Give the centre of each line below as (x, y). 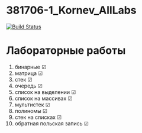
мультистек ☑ (32, 105)
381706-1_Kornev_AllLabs (72, 10)
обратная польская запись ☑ (51, 123)
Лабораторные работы (66, 51)
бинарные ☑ (30, 67)
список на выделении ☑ (45, 92)
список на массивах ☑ (43, 98)
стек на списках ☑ (38, 117)
